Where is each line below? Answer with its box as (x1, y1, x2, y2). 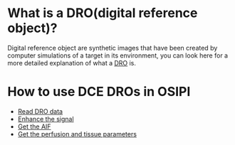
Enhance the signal (17, 114, 74, 123)
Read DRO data (17, 107, 63, 115)
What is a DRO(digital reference (7, 5, 198, 21)
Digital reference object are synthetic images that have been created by (7, 43, 218, 52)
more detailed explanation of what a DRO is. (7, 58, 137, 67)
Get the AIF (17, 122, 51, 131)
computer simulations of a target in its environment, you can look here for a (7, 51, 229, 60)
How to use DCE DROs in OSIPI (7, 84, 191, 100)
